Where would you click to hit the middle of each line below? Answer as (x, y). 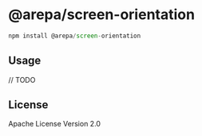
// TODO (22, 80)
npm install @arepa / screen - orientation (75, 36)
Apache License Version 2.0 (55, 124)
